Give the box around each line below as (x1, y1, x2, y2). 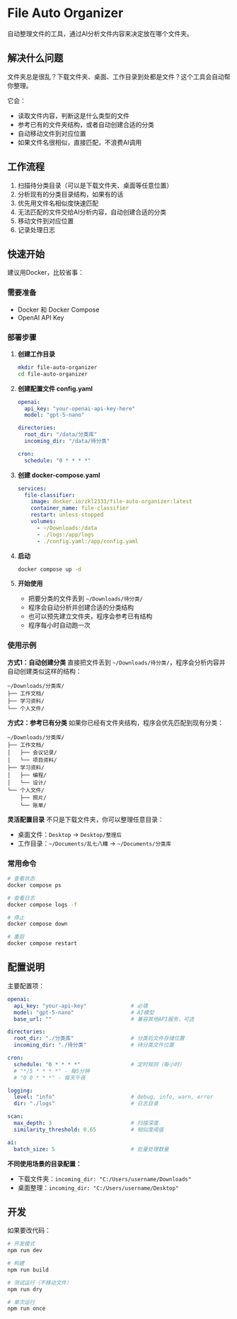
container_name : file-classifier (30, 505, 129, 512)
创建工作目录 (17, 349, 55, 358)
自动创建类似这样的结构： (7, 667, 82, 675)
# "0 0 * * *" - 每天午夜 (13, 1074, 86, 1081)
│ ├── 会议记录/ (7, 749, 57, 756)
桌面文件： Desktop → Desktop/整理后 (17, 830, 122, 838)
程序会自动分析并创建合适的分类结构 (28, 603, 134, 612)
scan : (7, 1113, 23, 1120)
